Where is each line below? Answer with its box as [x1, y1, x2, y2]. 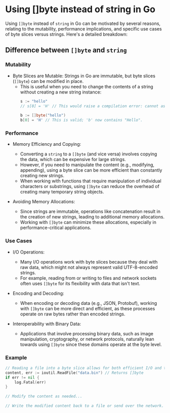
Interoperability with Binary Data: [12, 321, 81, 327]
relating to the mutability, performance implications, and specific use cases [5, 25, 162, 31]
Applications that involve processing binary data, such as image [20, 330, 153, 336]
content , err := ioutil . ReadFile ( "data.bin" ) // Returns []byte [5, 370, 144, 375]
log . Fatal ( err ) [14, 379, 47, 385]
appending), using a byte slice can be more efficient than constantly [20, 167, 162, 173]
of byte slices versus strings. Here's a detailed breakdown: [5, 31, 128, 37]
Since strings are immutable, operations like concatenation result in [20, 208, 161, 214]
